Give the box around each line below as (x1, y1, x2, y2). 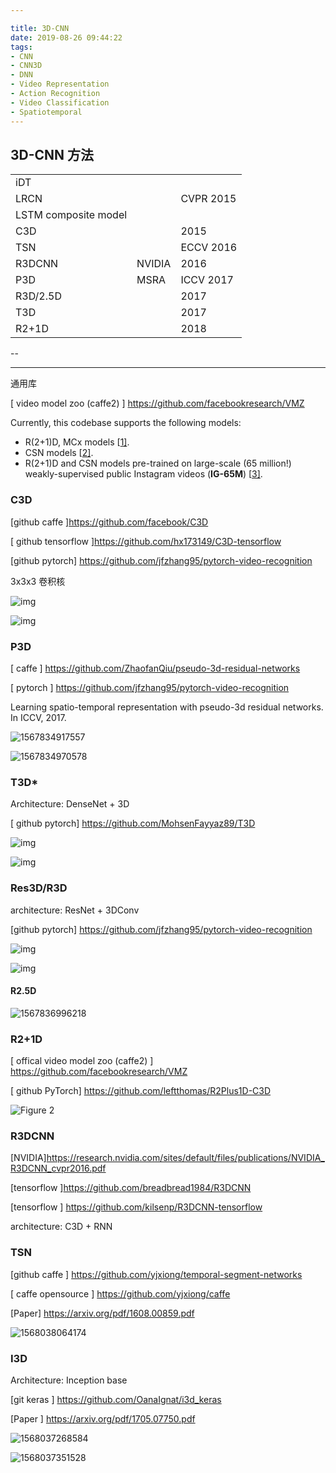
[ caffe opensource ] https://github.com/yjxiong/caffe (10, 1287, 231, 1300)
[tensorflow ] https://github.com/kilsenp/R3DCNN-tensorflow (10, 1201, 263, 1213)
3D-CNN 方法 (10, 146, 95, 163)
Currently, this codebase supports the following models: (10, 417, 242, 429)
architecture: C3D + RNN (10, 1221, 113, 1233)
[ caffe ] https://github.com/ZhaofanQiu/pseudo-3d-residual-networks (10, 662, 301, 674)
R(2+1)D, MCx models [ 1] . (24, 436, 130, 448)
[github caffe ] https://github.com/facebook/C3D (10, 516, 209, 528)
